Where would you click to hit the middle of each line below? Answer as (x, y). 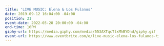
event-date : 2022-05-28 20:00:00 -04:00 (47, 23)
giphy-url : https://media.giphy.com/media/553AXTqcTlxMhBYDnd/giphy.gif (81, 32)
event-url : (16, 36)
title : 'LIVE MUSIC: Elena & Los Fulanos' (49, 9)
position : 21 (18, 18)
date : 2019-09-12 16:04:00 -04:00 (40, 14)
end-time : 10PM (20, 27)
